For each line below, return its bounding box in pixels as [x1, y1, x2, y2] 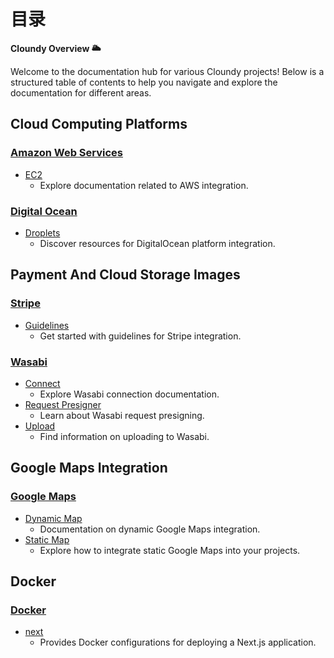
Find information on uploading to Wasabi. [39, 430, 210, 442]
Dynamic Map [24, 512, 83, 524]
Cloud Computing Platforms [10, 116, 188, 133]
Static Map [24, 533, 70, 545]
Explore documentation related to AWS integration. [39, 179, 249, 191]
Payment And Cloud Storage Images [10, 266, 241, 284]
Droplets [24, 226, 61, 239]
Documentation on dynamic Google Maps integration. [39, 523, 261, 535]
